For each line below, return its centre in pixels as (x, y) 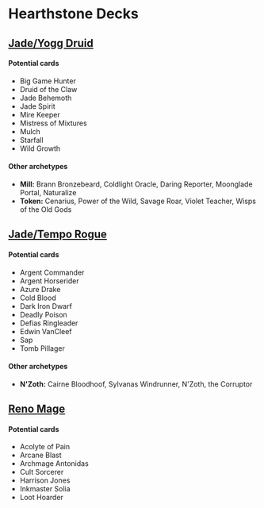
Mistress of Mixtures (53, 123)
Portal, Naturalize (48, 192)
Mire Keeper (40, 114)
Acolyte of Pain (44, 447)
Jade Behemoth (46, 98)
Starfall (31, 140)
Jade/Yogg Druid (51, 43)
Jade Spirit (37, 106)
